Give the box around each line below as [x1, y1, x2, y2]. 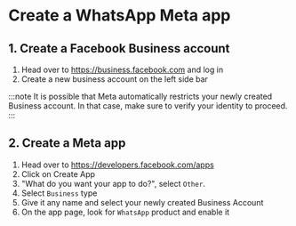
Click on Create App [20, 168, 95, 179]
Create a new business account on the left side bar [20, 74, 208, 85]
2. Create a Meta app [8, 135, 126, 151]
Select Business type [20, 188, 98, 198]
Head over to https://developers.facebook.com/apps [20, 159, 214, 170]
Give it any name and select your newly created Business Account [20, 197, 264, 207]
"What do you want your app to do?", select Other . [20, 178, 206, 189]
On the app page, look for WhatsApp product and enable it [20, 206, 230, 217]
